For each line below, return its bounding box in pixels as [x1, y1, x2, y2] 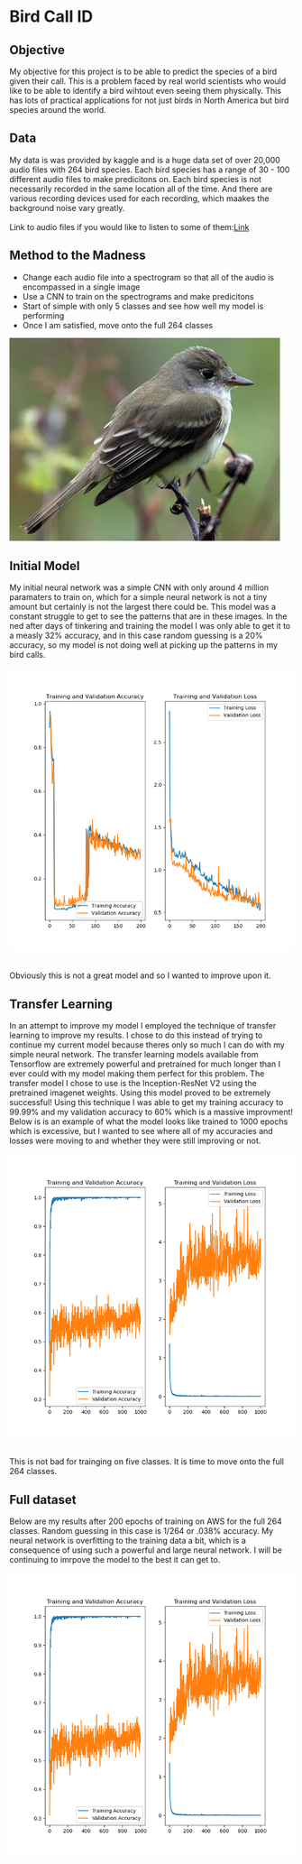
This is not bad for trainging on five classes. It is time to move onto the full [9, 1456, 284, 1467]
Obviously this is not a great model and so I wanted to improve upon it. [9, 970, 271, 981]
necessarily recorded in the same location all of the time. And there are [9, 183, 273, 194]
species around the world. [9, 105, 106, 115]
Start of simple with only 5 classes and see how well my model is [22, 300, 264, 311]
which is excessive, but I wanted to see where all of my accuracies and [9, 1126, 273, 1137]
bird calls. [9, 650, 46, 660]
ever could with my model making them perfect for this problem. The [9, 1068, 265, 1079]
